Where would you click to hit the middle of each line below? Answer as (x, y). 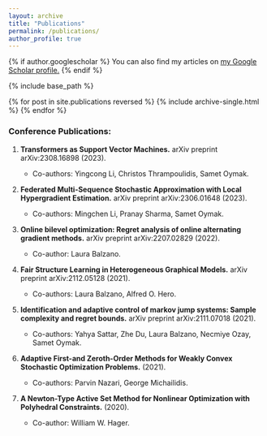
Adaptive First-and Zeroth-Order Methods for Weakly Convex (126, 358)
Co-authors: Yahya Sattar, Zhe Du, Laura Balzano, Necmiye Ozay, (142, 334)
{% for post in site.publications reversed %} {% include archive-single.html (134, 101)
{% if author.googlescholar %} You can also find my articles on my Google (133, 62)
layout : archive (36, 16)
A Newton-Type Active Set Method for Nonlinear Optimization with (135, 398)
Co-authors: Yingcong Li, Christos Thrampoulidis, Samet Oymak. (140, 173)
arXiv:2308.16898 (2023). (63, 158)
